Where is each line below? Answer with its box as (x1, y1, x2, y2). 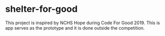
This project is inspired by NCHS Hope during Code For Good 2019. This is (5, 20, 160, 26)
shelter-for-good (5, 3, 78, 15)
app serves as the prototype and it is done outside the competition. (5, 25, 145, 31)
